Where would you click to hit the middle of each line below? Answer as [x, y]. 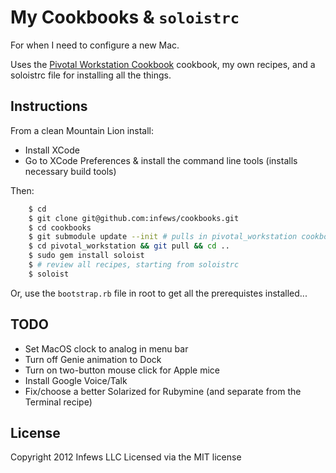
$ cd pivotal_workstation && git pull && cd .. [129, 246]
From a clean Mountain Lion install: [82, 130]
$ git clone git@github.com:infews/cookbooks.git [134, 218]
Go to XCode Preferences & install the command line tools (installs [161, 160]
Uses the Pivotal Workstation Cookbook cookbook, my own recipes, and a [163, 64]
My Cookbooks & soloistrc [125, 17]
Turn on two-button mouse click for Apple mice [122, 370]
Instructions [49, 106]
